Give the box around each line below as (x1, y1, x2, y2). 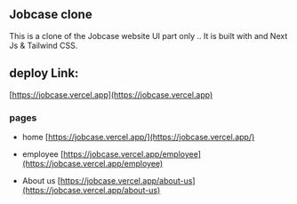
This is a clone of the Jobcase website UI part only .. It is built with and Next (9, 30, 288, 41)
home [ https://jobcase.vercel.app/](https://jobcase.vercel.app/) (21, 131, 255, 142)
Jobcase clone (9, 7, 92, 22)
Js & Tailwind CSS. (9, 40, 78, 51)
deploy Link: (9, 66, 79, 81)
